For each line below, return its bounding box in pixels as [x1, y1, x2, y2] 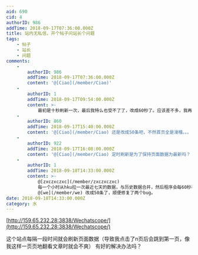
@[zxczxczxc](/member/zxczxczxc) [37, 179, 120, 185]
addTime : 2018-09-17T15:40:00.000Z [27, 124, 115, 130]
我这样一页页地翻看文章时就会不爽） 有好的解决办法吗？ [6, 243, 142, 250]
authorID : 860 [27, 119, 62, 125]
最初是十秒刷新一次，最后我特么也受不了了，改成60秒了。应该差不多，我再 [37, 107, 193, 113]
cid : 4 [6, 14, 22, 20]
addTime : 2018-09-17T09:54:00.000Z [27, 96, 115, 102]
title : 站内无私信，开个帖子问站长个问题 [6, 31, 95, 37]
